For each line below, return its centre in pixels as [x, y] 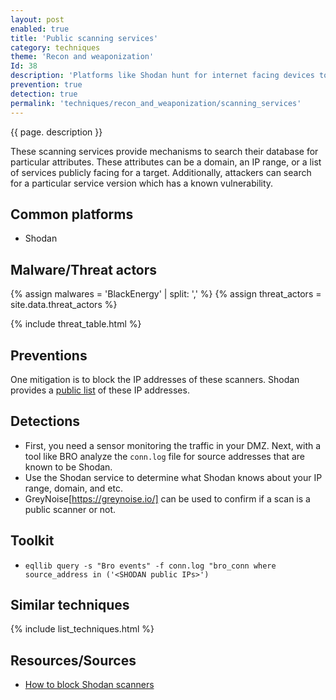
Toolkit [32, 541]
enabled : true [40, 29]
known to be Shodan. [68, 467]
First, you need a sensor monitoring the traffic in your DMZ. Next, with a [173, 445]
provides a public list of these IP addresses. [100, 390]
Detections [45, 421]
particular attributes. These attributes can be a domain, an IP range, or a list [166, 162]
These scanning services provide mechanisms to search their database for [164, 151]
